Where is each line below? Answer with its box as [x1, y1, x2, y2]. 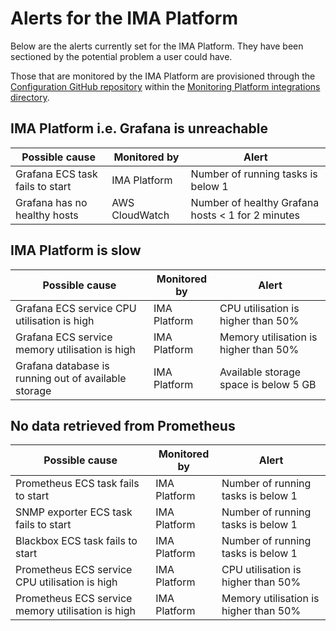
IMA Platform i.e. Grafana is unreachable [10, 120, 268, 137]
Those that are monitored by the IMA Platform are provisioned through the [10, 70, 316, 82]
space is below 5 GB [219, 377, 317, 391]
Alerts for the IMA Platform [10, 7, 238, 30]
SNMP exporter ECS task [15, 505, 133, 519]
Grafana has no [15, 195, 88, 209]
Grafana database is [15, 358, 110, 372]
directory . [10, 91, 50, 103]
